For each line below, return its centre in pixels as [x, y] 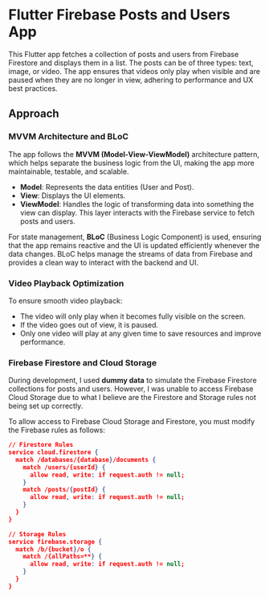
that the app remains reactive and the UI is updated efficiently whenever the [134, 245]
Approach [34, 114]
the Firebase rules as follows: [57, 430]
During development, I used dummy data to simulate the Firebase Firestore [132, 381]
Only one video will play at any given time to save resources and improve [141, 333]
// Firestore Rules [41, 445]
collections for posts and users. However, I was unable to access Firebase [131, 389]
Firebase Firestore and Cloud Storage [83, 362]
